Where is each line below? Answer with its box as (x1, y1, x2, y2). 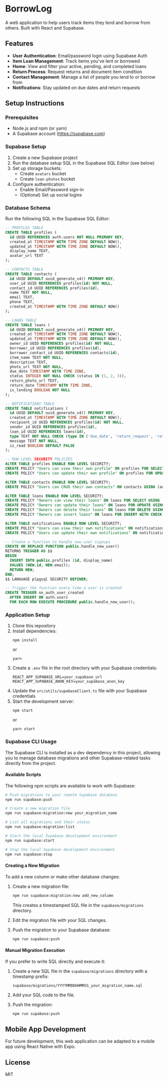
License (5, 1058, 30, 1066)
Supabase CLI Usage (5, 738, 57, 745)
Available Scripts (5, 771, 41, 778)
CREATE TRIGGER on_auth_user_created (5, 590, 84, 595)
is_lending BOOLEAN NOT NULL (9, 387, 70, 393)
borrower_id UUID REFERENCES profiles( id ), (9, 346, 101, 351)
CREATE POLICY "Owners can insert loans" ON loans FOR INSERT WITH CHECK (5, 512, 162, 517)
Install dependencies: (12, 628, 57, 634)
